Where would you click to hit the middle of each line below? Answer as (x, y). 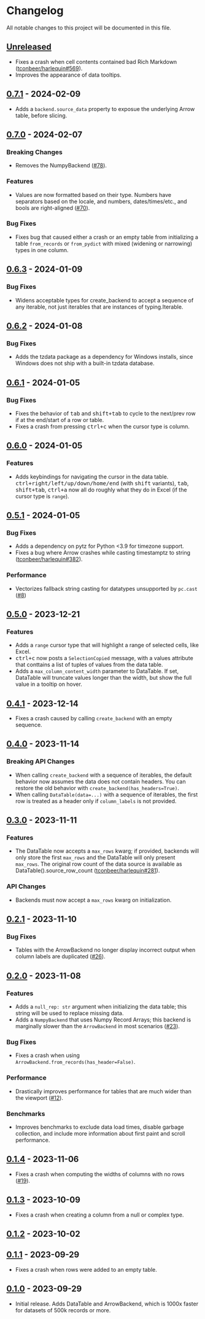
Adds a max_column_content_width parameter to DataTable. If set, (97, 671)
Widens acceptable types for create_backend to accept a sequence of (104, 300)
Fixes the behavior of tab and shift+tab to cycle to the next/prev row (105, 413)
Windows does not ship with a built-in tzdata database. (85, 363)
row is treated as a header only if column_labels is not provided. (96, 801)
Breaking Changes (35, 152)
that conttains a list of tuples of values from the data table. (89, 665)
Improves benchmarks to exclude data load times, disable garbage (99, 1127)
